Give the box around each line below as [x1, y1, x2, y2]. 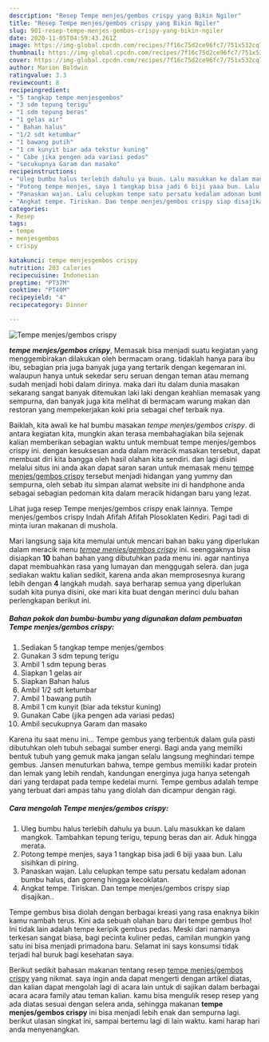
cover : [9, 57, 31, 65]
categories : [9, 205, 49, 213]
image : [9, 42, 31, 50]
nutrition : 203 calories [9, 264, 92, 272]
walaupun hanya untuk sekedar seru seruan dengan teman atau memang [9, 371, 250, 380]
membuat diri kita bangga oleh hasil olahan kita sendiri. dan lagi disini [9, 454, 238, 463]
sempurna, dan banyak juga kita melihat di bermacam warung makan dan [9, 396, 251, 406]
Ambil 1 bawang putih [20, 693, 92, 703]
